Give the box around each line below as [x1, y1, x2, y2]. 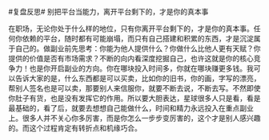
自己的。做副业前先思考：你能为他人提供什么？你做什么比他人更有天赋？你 [14, 44, 261, 53]
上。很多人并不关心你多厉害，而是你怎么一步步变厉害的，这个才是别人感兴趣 [8, 114, 261, 122]
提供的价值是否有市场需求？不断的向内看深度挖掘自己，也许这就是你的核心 [8, 54, 254, 63]
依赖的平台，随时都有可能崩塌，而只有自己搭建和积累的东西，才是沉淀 [22, 34, 254, 43]
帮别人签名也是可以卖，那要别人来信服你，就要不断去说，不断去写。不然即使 [8, 84, 261, 93]
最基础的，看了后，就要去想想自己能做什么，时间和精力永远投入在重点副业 [8, 103, 254, 113]
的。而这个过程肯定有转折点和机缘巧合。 [8, 123, 142, 133]
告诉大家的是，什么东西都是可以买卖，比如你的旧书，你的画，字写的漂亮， [14, 74, 261, 83]
